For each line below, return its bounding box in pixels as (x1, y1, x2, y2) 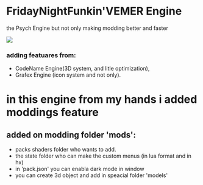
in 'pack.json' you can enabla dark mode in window (15, 166, 144, 173)
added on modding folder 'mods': (6, 130, 136, 140)
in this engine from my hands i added (6, 92, 198, 106)
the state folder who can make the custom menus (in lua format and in (15, 152, 192, 159)
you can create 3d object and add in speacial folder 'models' (15, 172, 168, 179)
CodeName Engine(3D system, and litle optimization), (15, 65, 150, 72)
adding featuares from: (6, 51, 76, 59)
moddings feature (6, 105, 99, 119)
